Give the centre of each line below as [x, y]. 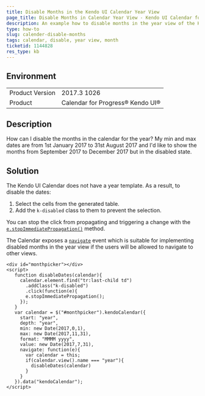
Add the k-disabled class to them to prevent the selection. [88, 210]
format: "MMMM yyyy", [47, 339]
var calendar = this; [53, 355]
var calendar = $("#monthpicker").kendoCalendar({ [80, 313]
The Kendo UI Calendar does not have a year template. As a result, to [93, 186]
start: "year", [39, 318]
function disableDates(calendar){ [58, 275]
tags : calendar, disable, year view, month [63, 40]
